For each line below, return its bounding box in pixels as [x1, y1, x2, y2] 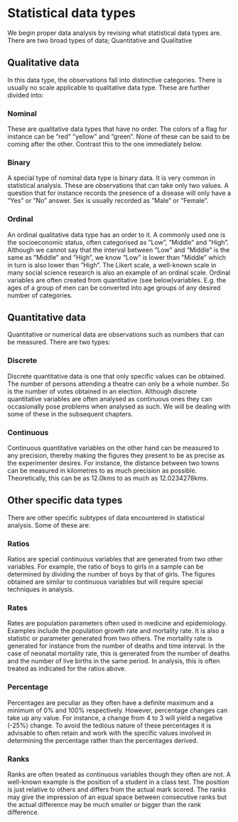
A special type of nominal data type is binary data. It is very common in [7, 174, 215, 182]
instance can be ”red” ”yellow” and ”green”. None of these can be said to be [7, 132, 230, 141]
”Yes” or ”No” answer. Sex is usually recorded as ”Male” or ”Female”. [7, 196, 209, 205]
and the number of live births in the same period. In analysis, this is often [7, 657, 220, 665]
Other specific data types [7, 495, 123, 507]
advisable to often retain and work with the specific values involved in [7, 728, 212, 737]
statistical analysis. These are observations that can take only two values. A [7, 181, 229, 190]
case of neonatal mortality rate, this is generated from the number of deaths [7, 649, 230, 658]
